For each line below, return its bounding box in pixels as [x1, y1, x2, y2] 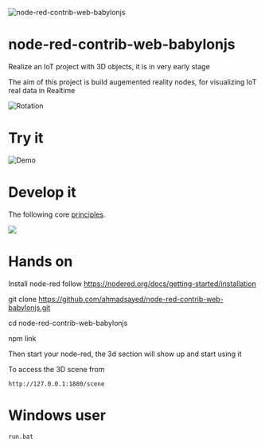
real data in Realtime [8, 85, 76, 95]
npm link [8, 333, 37, 343]
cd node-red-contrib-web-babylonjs [8, 318, 128, 327]
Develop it [8, 183, 77, 202]
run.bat [8, 433, 34, 441]
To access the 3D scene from [8, 364, 105, 374]
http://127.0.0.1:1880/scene [8, 379, 105, 388]
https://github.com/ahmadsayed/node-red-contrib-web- [38, 294, 224, 304]
